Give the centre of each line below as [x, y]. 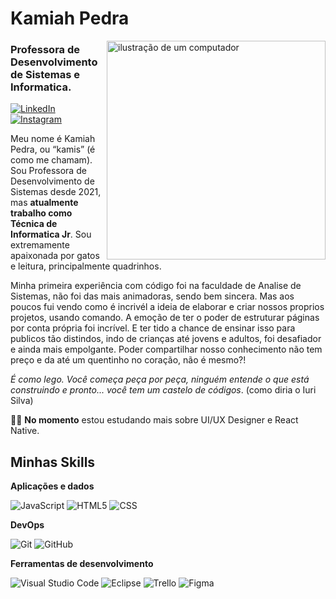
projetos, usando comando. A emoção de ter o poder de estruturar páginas [165, 318]
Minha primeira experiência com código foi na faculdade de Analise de [156, 286]
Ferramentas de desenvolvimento [82, 564]
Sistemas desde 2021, [56, 192]
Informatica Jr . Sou [51, 234]
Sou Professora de [48, 171]
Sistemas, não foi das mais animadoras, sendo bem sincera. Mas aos [152, 296]
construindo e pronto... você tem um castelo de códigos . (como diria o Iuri [163, 390]
